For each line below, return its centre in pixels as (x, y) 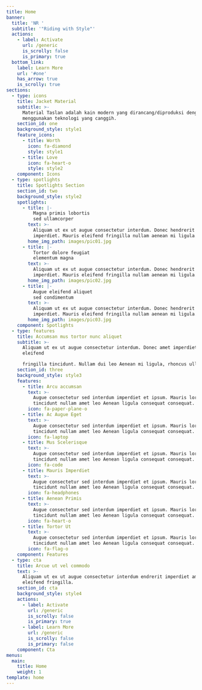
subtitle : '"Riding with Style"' (54, 29)
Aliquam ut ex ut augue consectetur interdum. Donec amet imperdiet (110, 348)
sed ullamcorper (53, 219)
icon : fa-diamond (49, 146)
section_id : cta (38, 588)
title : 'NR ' (28, 23)
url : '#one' (32, 73)
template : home (25, 678)
